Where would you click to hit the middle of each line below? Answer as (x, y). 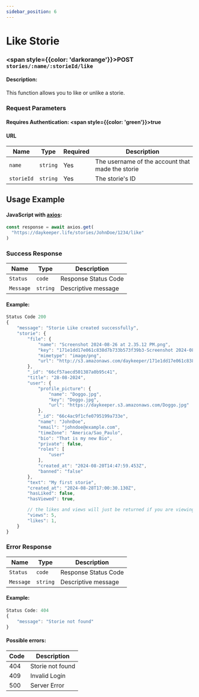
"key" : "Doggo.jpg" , (74, 400)
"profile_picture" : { (65, 389)
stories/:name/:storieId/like (50, 66)
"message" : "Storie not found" (55, 621)
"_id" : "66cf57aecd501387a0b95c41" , (73, 372)
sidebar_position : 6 (32, 12)
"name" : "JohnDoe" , (62, 422)
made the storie (117, 168)
